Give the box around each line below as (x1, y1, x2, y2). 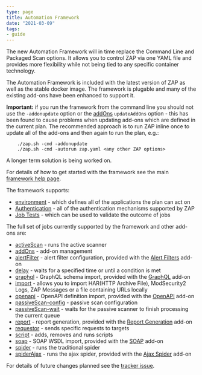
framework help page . (6, 175, 62, 182)
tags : (6, 25, 20, 32)
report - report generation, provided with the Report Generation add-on (14, 318, 193, 325)
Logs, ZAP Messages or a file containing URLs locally (14, 286, 148, 293)
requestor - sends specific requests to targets (14, 325, 130, 332)
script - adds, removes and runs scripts (14, 331, 113, 339)
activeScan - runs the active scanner (14, 241, 107, 249)
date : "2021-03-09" (6, 20, 55, 26)
